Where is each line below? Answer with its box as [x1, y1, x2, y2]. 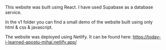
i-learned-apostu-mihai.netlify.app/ [5, 39, 77, 45]
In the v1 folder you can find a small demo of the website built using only [5, 19, 153, 25]
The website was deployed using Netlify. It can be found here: [5, 34, 132, 40]
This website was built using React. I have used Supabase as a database [5, 4, 154, 10]
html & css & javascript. [5, 24, 53, 30]
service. [5, 9, 22, 15]
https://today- [132, 34, 161, 40]
